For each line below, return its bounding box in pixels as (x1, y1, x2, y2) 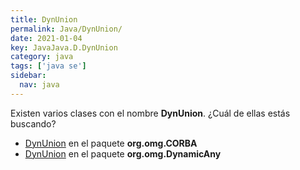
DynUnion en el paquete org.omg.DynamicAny (24, 147, 222, 160)
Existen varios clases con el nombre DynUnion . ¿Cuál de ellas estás (10, 107, 291, 119)
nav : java (19, 80, 60, 90)
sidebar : (10, 71, 47, 81)
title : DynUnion (10, 14, 78, 25)
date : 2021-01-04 (10, 33, 83, 43)
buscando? (10, 117, 57, 130)
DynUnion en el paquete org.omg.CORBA (24, 137, 198, 149)
